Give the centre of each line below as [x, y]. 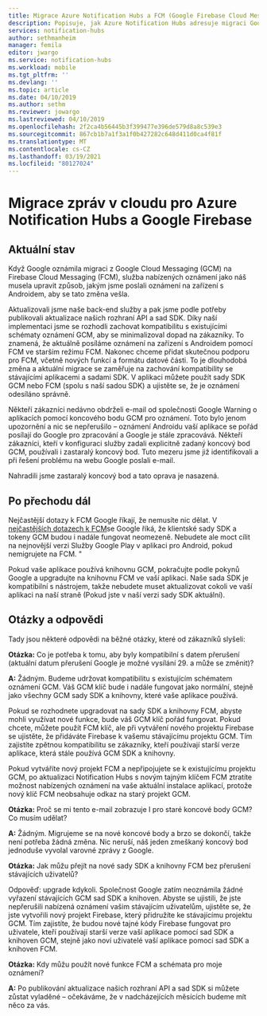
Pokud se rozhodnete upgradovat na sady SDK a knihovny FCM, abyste [125, 711]
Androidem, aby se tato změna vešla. [69, 294]
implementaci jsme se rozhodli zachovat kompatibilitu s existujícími [118, 327]
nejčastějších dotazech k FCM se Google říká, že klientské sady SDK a [122, 528]
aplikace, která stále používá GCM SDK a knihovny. [92, 753]
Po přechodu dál [50, 501]
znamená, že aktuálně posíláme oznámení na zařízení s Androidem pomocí [130, 343]
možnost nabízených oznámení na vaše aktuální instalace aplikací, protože [130, 785]
